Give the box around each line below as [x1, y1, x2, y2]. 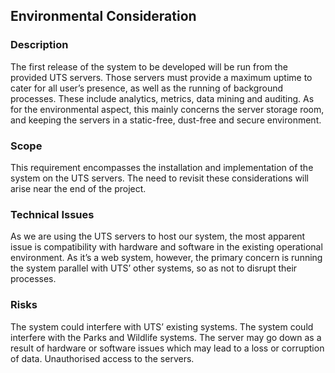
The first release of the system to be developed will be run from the [10, 60, 288, 73]
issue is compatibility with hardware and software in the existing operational [10, 241, 323, 253]
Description [10, 38, 69, 52]
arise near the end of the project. [10, 182, 147, 194]
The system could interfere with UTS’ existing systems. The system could [10, 320, 314, 333]
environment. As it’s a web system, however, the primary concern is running [10, 252, 323, 264]
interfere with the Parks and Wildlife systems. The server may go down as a [10, 331, 322, 343]
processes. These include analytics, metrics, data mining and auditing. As [10, 92, 315, 104]
